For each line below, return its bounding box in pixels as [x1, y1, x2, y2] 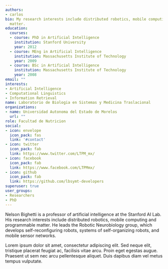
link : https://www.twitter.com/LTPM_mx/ [9, 151, 95, 156]
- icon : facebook [5, 156, 41, 161]
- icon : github [5, 170, 37, 175]
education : [5, 26, 28, 31]
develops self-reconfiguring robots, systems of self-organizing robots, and [5, 227, 159, 233]
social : [5, 123, 21, 128]
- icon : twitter [5, 142, 39, 147]
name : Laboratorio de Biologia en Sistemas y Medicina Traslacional [5, 100, 151, 105]
